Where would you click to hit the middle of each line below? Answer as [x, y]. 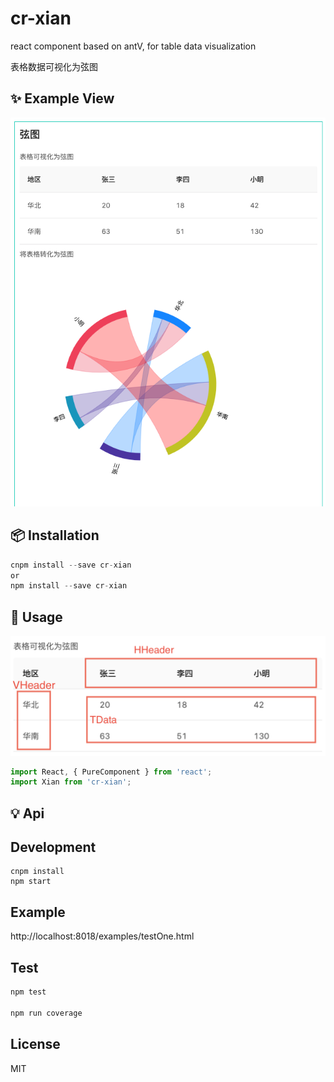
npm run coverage [46, 1013]
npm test [28, 992]
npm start [31, 882]
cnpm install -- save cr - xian [71, 565]
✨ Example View [62, 98]
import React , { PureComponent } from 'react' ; [111, 772]
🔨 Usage [36, 617]
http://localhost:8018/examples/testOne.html [102, 936]
